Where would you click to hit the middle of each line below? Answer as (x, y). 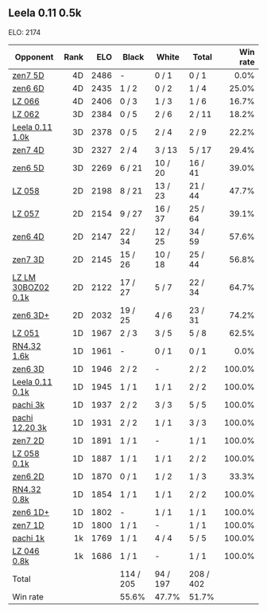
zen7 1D (28, 525)
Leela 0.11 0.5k (45, 13)
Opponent (34, 57)
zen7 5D (28, 75)
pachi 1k (29, 538)
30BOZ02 (31, 287)
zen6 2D (28, 476)
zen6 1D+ (31, 512)
